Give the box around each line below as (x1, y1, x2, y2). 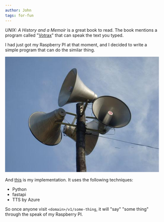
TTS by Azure (12, 197, 40, 202)
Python (12, 186, 27, 192)
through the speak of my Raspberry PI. (5, 211, 83, 217)
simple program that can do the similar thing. (5, 47, 95, 53)
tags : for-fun (5, 13, 34, 18)
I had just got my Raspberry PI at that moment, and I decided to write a (5, 41, 147, 47)
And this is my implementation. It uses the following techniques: (5, 177, 133, 182)
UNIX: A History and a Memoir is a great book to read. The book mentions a (5, 27, 158, 33)
